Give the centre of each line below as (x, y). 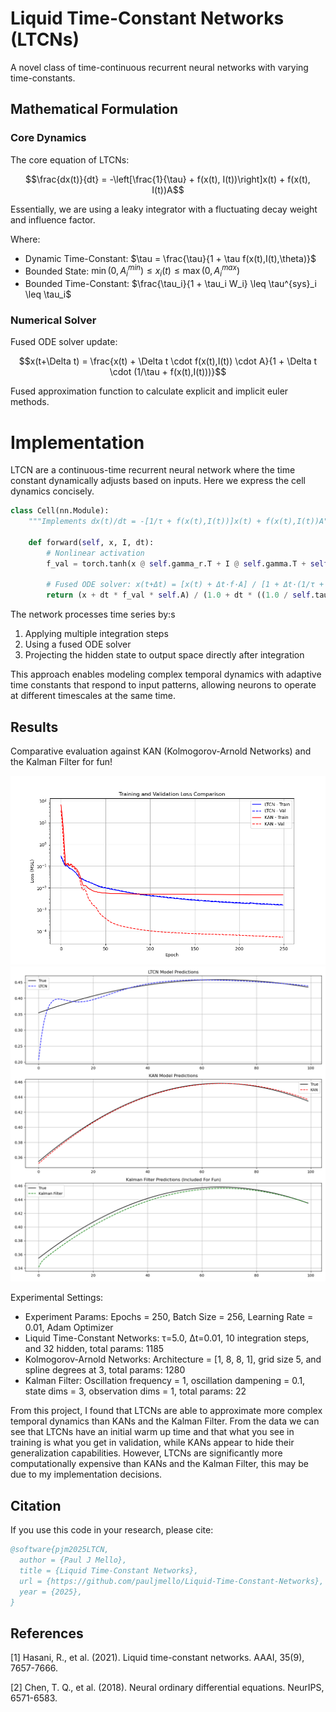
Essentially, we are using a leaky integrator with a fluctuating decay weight (164, 209)
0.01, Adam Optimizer (69, 1328)
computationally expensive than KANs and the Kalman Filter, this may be (159, 1464)
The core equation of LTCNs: (70, 159)
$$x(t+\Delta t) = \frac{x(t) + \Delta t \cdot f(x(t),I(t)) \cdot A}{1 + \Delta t (168, 361)
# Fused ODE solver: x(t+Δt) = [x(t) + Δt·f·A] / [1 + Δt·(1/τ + (185, 585)
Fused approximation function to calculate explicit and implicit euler (149, 391)
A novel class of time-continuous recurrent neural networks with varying (159, 67)
